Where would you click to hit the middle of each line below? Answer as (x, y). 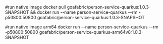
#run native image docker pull (35, 7)
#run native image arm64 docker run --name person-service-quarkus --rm (82, 27)
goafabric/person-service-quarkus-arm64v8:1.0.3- (91, 32)
